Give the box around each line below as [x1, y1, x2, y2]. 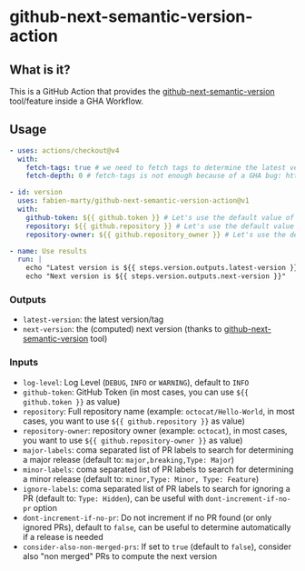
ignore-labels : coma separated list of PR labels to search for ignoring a [22, 483, 290, 494]
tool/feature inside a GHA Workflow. [9, 95, 143, 106]
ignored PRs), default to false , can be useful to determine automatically [22, 521, 291, 533]
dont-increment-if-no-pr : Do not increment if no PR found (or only [22, 512, 272, 523]
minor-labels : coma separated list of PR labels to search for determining [22, 464, 294, 475]
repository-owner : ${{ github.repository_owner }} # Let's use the [25, 230, 286, 239]
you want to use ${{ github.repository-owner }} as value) [22, 435, 243, 446]
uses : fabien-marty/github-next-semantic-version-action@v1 [17, 196, 250, 205]
